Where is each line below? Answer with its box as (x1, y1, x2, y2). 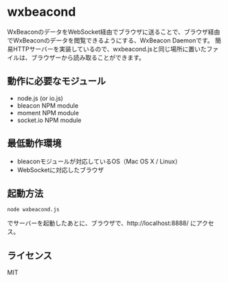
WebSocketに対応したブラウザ (16, 165, 104, 174)
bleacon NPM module (16, 101, 79, 110)
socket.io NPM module (16, 116, 82, 124)
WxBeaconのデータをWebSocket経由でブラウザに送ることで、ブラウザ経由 (7, 27, 220, 36)
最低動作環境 (7, 138, 62, 150)
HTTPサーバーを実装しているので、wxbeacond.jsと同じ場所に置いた (12, 45, 207, 53)
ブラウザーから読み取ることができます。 (30, 53, 146, 62)
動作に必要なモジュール (7, 75, 106, 87)
